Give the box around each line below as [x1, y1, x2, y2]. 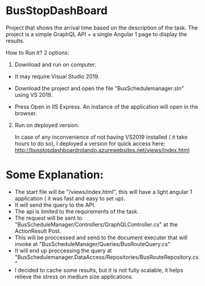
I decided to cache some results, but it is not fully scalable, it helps [14, 266, 184, 274]
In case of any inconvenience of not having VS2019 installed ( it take [14, 133, 188, 141]
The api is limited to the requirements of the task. [14, 207, 139, 215]
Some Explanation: [6, 168, 104, 182]
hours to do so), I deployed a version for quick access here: [14, 139, 166, 147]
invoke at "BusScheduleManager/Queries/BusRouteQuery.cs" [14, 240, 171, 247]
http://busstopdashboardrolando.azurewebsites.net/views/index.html [14, 146, 190, 153]
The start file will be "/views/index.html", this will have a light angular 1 [14, 188, 193, 195]
